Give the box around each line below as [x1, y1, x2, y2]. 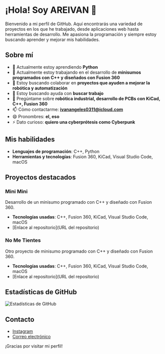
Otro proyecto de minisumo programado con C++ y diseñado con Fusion [5, 248, 153, 254]
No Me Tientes [5, 237, 41, 244]
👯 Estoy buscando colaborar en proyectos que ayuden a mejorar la [12, 80, 150, 86]
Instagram [12, 328, 33, 334]
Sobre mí [5, 51, 34, 59]
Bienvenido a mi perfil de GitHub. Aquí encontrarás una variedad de [5, 21, 143, 27]
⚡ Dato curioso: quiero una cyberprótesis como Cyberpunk [12, 119, 135, 125]
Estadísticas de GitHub [5, 288, 77, 296]
